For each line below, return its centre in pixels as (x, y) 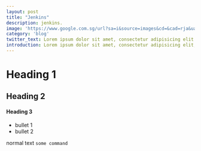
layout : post (22, 12)
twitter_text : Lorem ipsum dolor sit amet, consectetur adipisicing (93, 39)
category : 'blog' (28, 34)
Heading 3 (19, 112)
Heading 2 (26, 96)
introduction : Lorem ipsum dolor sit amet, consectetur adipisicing (93, 45)
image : (14, 28)
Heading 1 (31, 75)
